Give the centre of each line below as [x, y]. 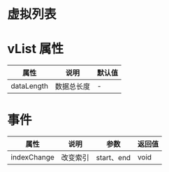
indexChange [32, 157]
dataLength [30, 86]
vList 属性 [36, 49]
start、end [113, 158]
